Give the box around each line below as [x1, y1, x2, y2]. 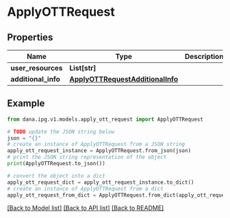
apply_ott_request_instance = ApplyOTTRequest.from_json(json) [7, 147, 192, 154]
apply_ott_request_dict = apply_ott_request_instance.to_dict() [7, 179, 194, 186]
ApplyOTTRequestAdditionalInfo [69, 75, 179, 84]
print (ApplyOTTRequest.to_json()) [7, 160, 106, 167]
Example [7, 97, 45, 110]
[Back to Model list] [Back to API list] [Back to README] [7, 204, 164, 213]
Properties [7, 32, 53, 43]
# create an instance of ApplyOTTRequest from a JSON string [7, 141, 186, 148]
